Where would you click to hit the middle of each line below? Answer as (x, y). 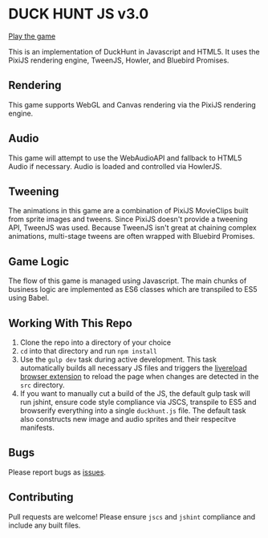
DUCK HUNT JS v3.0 (79, 14)
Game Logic (39, 261)
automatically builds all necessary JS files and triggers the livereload (133, 368)
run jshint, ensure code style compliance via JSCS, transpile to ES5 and (138, 402)
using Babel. (29, 298)
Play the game (32, 36)
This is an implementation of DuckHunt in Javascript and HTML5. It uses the (134, 51)
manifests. (37, 427)
